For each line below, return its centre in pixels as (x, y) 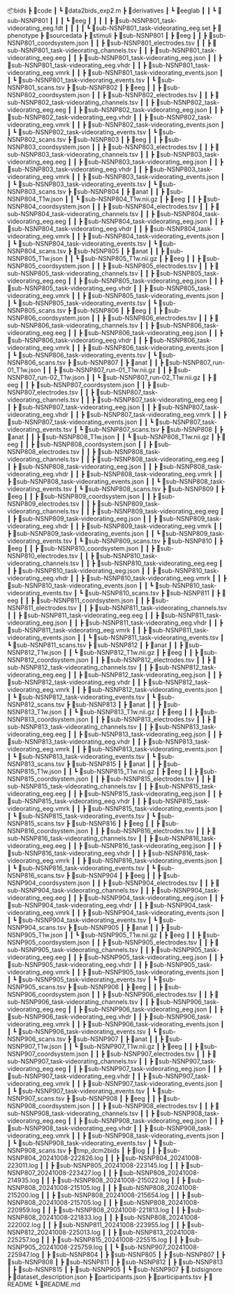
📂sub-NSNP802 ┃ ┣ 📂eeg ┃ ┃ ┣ (117, 87)
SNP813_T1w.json (35, 712)
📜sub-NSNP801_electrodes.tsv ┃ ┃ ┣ (159, 43)
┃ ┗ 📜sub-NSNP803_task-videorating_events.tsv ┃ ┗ (82, 184)
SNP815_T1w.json (34, 771)
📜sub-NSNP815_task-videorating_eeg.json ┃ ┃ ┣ (153, 794)
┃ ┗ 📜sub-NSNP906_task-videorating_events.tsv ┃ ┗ (82, 1032)
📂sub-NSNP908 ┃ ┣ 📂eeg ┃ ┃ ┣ (117, 1098)
